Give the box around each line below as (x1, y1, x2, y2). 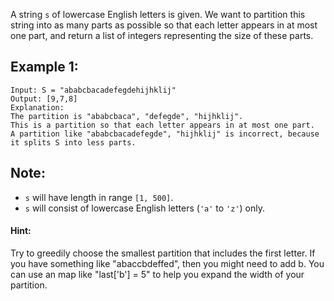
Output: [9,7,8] (10, 94, 78, 104)
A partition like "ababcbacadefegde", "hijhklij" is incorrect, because (10, 129, 320, 139)
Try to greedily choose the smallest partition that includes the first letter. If (10, 247, 316, 259)
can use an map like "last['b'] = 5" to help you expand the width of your (10, 268, 305, 280)
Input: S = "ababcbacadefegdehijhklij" (10, 85, 177, 95)
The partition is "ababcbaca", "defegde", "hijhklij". (10, 111, 244, 121)
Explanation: (10, 102, 65, 113)
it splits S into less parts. (10, 137, 137, 148)
